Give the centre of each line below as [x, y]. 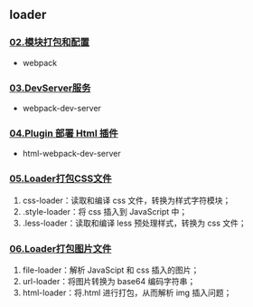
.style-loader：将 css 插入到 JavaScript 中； [105, 211]
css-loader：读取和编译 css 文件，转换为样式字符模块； [126, 200]
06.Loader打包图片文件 [61, 248]
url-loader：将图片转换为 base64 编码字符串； [109, 281]
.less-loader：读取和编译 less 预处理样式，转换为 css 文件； [134, 223]
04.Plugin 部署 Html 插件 [64, 133]
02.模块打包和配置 [50, 43]
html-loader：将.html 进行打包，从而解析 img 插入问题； [127, 293]
